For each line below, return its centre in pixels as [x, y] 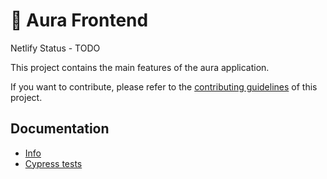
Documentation [60, 129]
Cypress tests [53, 163]
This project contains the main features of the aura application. [140, 67]
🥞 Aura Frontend [79, 20]
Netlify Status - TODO [55, 48]
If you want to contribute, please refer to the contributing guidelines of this [164, 86]
